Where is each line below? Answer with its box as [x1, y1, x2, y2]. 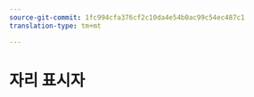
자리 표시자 [9, 70, 86, 90]
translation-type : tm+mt [9, 21, 102, 30]
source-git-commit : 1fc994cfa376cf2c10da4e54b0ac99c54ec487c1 [9, 12, 245, 22]
